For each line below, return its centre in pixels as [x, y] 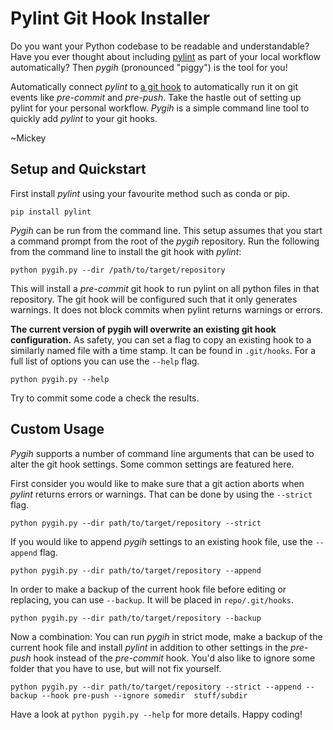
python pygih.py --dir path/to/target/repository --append [136, 570]
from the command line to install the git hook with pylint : [126, 251]
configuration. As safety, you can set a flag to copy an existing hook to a [161, 339]
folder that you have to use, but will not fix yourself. [116, 668]
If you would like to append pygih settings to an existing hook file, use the [161, 541]
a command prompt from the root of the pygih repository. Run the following [165, 241]
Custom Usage [57, 429]
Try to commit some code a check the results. [105, 398]
